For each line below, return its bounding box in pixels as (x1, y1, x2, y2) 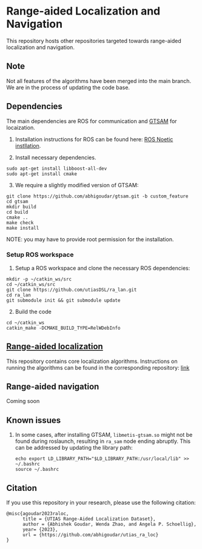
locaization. (6, 124, 35, 131)
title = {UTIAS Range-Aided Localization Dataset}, (22, 516, 156, 522)
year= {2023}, (22, 527, 59, 533)
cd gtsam (6, 198, 29, 204)
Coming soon (6, 398, 40, 405)
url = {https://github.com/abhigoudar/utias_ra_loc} (22, 532, 159, 538)
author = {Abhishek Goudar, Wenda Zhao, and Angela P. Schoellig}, (22, 521, 197, 528)
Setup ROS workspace (6, 250, 74, 259)
